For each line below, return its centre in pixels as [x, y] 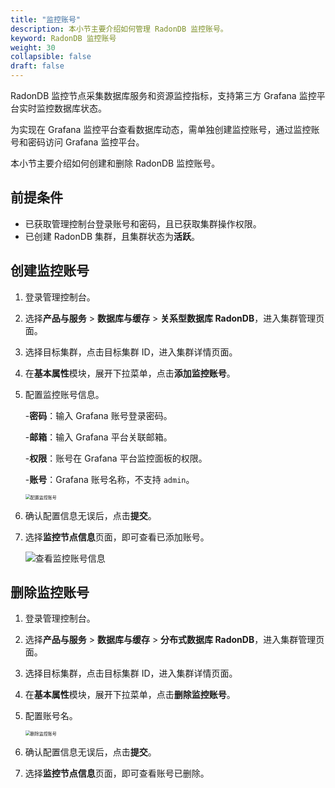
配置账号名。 [51, 716]
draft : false [37, 66]
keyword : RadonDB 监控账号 [63, 38]
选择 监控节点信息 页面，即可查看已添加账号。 [117, 537]
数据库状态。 [80, 108]
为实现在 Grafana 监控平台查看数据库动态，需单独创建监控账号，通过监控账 [165, 129]
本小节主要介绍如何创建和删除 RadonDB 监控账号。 [115, 163]
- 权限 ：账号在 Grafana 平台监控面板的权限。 [116, 458]
